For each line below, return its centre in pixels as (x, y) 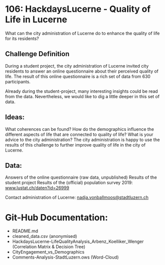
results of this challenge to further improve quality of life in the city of (75, 145)
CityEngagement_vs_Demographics (48, 252)
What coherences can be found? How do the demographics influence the (80, 129)
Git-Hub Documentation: (57, 217)
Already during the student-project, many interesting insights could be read (82, 91)
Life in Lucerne (36, 19)
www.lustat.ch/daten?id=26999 (37, 188)
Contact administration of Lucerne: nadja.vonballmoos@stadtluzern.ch (77, 197)
